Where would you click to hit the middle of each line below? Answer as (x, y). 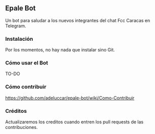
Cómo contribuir (26, 87)
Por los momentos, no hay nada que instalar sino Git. (60, 50)
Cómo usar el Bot (27, 63)
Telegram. (16, 26)
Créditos (16, 111)
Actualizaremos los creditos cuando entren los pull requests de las (74, 122)
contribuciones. (21, 127)
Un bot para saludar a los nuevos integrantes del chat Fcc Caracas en (78, 20)
